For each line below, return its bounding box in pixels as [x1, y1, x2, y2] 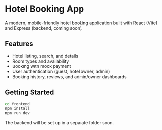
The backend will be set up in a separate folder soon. [5, 120, 114, 126]
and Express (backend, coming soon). [5, 25, 83, 31]
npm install [5, 106, 30, 111]
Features [5, 40, 33, 48]
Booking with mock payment [12, 63, 71, 69]
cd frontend [5, 101, 30, 106]
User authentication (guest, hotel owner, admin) [12, 68, 110, 74]
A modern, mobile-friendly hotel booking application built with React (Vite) [5, 20, 158, 26]
